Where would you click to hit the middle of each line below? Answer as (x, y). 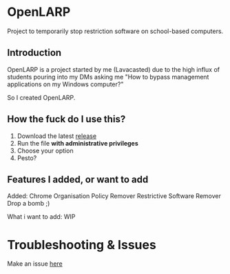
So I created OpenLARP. (41, 97)
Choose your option (45, 150)
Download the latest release (57, 136)
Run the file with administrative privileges (78, 143)
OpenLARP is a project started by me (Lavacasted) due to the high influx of (114, 69)
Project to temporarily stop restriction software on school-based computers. (115, 31)
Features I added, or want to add (78, 179)
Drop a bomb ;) (29, 204)
